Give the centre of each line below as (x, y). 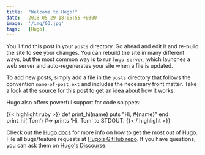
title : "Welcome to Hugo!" (42, 12)
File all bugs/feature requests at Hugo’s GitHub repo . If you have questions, (101, 139)
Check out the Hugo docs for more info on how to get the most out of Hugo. (102, 132)
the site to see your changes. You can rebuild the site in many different (95, 53)
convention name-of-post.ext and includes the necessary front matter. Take (102, 84)
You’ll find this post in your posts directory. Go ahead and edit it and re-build (102, 46)
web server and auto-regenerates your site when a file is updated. (90, 66)
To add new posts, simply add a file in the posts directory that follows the (99, 77)
